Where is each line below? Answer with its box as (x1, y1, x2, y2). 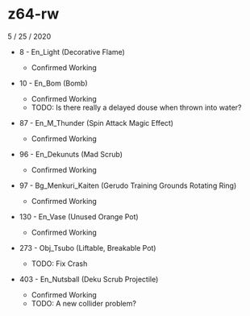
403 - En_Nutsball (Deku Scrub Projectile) (19, 274, 159, 284)
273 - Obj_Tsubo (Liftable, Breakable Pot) (19, 243, 156, 252)
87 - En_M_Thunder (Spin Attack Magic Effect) (19, 118, 174, 127)
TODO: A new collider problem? (31, 298, 136, 308)
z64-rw (7, 5, 60, 23)
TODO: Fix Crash (31, 259, 88, 268)
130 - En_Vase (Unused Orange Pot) (19, 211, 139, 222)
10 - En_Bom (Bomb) (19, 78, 88, 88)
